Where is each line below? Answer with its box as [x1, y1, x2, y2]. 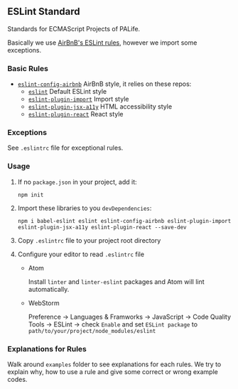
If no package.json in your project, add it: [17, 177, 137, 186]
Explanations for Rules [7, 344, 87, 354]
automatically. [28, 285, 70, 293]
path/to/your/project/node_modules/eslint [28, 327, 156, 334]
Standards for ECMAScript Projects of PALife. [7, 24, 141, 33]
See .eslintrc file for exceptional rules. [7, 143, 124, 152]
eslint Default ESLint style [28, 87, 107, 96]
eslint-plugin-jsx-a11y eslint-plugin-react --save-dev [17, 224, 187, 231]
